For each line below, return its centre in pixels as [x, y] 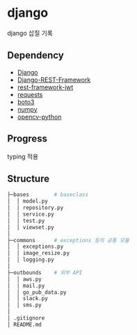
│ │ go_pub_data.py [37, 292]
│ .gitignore [26, 318]
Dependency [35, 55]
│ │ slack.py [28, 299]
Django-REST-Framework [54, 80]
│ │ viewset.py [31, 227]
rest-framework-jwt [45, 87]
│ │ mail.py [26, 285]
